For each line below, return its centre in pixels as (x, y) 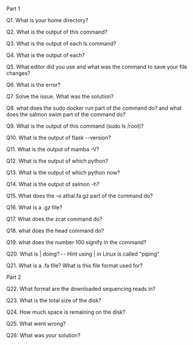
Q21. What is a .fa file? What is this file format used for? (74, 265)
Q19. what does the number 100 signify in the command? (76, 242)
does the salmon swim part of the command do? (66, 114)
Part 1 (13, 9)
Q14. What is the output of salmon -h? (53, 184)
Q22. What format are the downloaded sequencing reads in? (81, 289)
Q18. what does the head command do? (55, 231)
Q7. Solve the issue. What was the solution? (60, 96)
